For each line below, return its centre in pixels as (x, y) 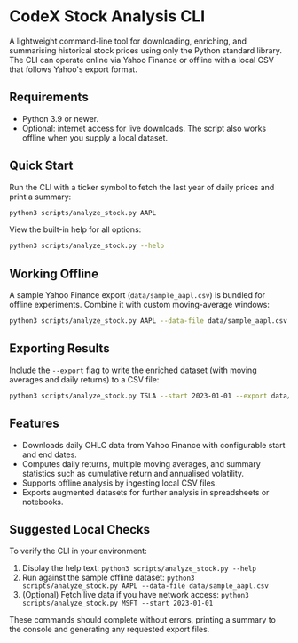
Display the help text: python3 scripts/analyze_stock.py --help (139, 568)
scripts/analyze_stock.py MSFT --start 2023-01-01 (118, 603)
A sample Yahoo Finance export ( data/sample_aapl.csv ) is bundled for (137, 295)
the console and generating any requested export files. (110, 630)
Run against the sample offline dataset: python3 (108, 578)
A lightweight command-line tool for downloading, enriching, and (128, 41)
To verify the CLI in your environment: (78, 551)
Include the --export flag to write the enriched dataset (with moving (133, 370)
